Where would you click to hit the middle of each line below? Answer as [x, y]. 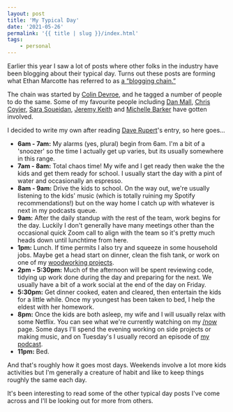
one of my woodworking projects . [66, 262]
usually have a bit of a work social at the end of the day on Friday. [112, 285]
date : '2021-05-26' [36, 27]
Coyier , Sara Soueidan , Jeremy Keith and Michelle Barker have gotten [107, 109]
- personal [36, 46]
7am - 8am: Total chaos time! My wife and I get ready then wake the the [121, 166]
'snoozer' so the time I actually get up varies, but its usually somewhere [120, 151]
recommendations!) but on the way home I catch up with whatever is [116, 203]
